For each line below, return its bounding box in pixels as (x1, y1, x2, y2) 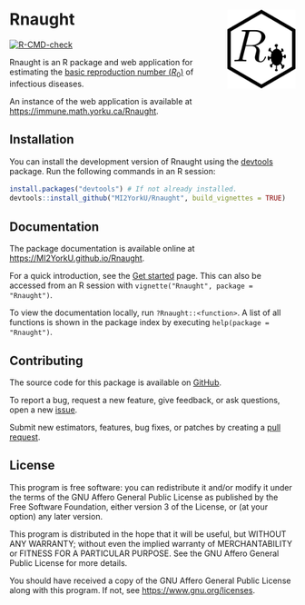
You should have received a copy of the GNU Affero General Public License (9, 575, 291, 586)
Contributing (9, 352, 84, 368)
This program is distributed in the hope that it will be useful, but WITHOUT (9, 528, 287, 540)
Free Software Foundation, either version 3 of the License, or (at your (9, 501, 269, 512)
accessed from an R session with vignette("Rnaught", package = (9, 280, 253, 291)
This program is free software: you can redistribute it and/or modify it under (9, 481, 292, 492)
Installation (9, 132, 74, 147)
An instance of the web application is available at (9, 95, 192, 106)
